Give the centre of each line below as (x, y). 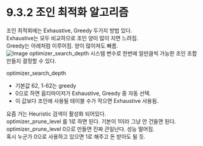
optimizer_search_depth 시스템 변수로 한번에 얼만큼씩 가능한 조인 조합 (113, 53)
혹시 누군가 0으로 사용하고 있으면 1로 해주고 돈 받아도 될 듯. (76, 136)
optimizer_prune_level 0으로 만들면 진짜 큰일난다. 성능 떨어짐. (80, 129)
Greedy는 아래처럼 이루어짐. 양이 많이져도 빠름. (62, 46)
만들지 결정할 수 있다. (31, 61)
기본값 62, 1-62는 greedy (46, 85)
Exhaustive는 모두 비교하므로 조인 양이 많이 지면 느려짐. (72, 38)
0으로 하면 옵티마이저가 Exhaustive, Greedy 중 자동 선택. (83, 93)
